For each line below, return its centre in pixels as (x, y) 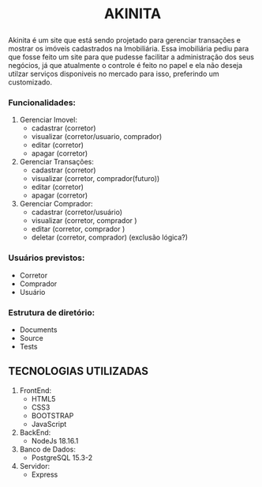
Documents (38, 330)
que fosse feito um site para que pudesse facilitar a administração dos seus (131, 57)
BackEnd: (35, 432)
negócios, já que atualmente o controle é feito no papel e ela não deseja (125, 66)
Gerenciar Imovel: (48, 120)
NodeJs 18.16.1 (55, 440)
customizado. (30, 82)
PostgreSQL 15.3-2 (62, 457)
